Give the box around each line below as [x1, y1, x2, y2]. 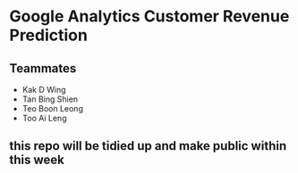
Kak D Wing [21, 85, 66, 95]
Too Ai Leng [21, 113, 67, 123]
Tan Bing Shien [21, 94, 79, 104]
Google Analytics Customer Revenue [9, 6, 290, 27]
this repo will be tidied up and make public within [9, 138, 287, 153]
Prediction [9, 25, 88, 45]
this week [9, 152, 65, 168]
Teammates [9, 61, 77, 76]
